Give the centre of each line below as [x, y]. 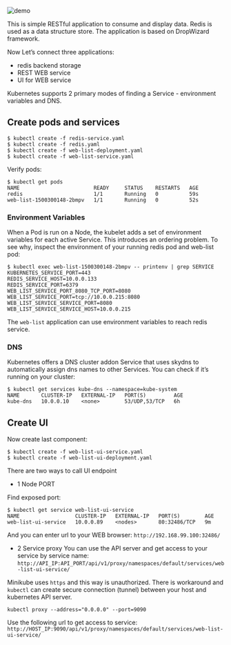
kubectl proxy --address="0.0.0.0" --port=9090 [77, 610]
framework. [23, 39]
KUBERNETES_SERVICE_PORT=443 [49, 273]
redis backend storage [49, 65]
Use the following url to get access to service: [72, 623]
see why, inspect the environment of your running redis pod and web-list [111, 247]
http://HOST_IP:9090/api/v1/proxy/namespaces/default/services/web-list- [115, 629]
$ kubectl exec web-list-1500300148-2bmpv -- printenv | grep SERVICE [111, 267]
